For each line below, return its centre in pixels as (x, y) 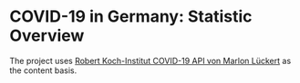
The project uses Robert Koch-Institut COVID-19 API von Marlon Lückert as (150, 60)
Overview (47, 36)
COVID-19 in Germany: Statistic (131, 17)
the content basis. (43, 70)
